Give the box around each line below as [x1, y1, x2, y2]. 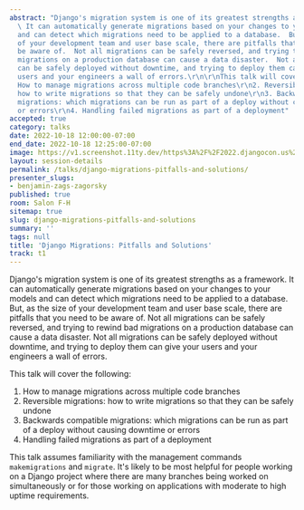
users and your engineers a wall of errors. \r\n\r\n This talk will [17, 72, 278, 82]
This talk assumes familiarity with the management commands [9, 452, 242, 463]
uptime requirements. [9, 490, 90, 501]
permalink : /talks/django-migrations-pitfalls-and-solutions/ [9, 165, 249, 174]
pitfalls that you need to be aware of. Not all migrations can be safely [9, 313, 265, 323]
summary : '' [9, 224, 54, 233]
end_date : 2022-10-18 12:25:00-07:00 [9, 140, 152, 149]
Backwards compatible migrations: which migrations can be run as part [22, 415, 289, 426]
